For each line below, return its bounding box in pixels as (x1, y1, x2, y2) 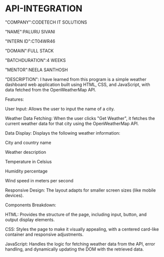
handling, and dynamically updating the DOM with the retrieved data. (5, 246, 144, 252)
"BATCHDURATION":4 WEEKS (5, 57, 66, 63)
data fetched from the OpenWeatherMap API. (5, 86, 96, 92)
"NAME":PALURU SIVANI (5, 29, 55, 34)
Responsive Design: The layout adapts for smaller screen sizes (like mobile (5, 187, 156, 193)
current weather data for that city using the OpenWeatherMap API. (5, 120, 139, 126)
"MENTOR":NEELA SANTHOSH (5, 67, 68, 73)
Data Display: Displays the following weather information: (5, 130, 120, 136)
